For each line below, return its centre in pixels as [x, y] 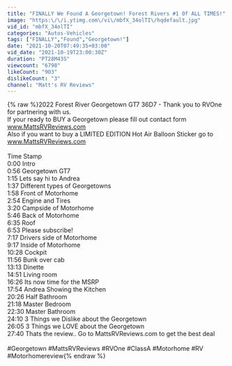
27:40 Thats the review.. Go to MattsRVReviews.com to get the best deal [111, 334]
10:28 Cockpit [27, 253]
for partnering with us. [39, 112]
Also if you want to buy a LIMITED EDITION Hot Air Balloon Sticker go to [110, 134]
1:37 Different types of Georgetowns [59, 186]
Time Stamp [25, 157]
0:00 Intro [22, 164]
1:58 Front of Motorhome [43, 193]
